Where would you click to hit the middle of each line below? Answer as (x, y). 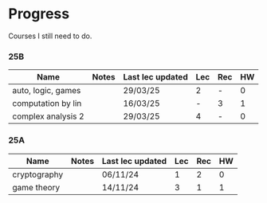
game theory (36, 187)
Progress (39, 14)
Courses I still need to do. (50, 36)
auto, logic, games (47, 91)
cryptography (38, 174)
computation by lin (47, 103)
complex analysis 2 (49, 116)
